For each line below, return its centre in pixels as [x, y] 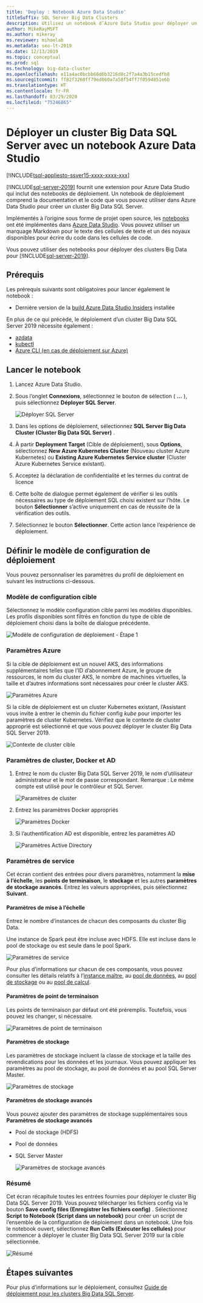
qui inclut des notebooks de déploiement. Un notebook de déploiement [95, 193]
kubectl [25, 344]
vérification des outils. [43, 513]
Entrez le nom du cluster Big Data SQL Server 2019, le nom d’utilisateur [104, 773]
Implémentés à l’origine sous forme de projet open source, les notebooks [98, 218]
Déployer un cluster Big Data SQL [92, 132]
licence [24, 482]
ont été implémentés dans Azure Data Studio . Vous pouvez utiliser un [93, 224]
